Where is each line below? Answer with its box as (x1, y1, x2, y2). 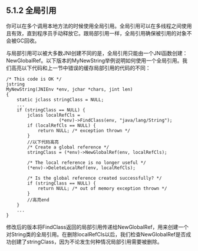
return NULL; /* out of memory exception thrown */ (37, 185, 167, 191)
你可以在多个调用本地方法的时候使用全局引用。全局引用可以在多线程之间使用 (6, 22, 192, 29)
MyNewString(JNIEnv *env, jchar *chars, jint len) (6, 86, 133, 93)
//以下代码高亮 (27, 139, 59, 145)
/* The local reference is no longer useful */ (27, 160, 146, 166)
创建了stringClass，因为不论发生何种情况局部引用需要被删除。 (11, 238, 163, 245)
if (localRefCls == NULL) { (27, 123, 96, 128)
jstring (6, 81, 25, 87)
